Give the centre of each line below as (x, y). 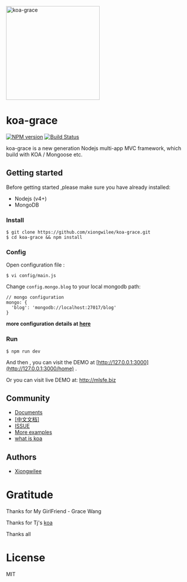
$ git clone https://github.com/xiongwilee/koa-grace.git (78, 232)
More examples (33, 433)
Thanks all (18, 534)
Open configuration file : (35, 265)
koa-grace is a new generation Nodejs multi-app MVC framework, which (94, 148)
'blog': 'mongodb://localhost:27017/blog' (64, 308)
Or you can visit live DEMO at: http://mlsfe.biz (61, 380)
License (26, 558)
